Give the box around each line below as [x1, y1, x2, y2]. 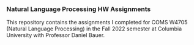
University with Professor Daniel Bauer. [6, 32, 105, 39]
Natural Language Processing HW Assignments [6, 5, 151, 13]
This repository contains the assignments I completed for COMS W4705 [6, 19, 188, 26]
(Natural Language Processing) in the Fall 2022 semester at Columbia [6, 25, 182, 32]
